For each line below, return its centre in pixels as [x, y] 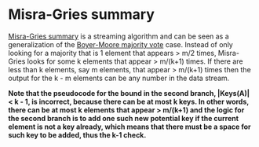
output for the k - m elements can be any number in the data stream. [119, 78]
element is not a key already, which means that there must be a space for [129, 127]
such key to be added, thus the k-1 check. [77, 134]
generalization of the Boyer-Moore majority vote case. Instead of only [120, 44]
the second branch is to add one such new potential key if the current [124, 118]
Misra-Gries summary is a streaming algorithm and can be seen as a [119, 36]
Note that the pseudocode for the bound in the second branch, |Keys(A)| [129, 93]
